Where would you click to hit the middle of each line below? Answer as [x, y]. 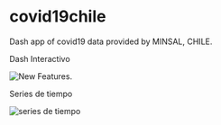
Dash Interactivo [40, 58]
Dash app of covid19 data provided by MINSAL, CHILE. [111, 41]
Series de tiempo [41, 94]
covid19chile [58, 17]
